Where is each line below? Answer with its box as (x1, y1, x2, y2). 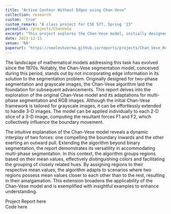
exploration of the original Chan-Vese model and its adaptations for (5, 92, 146, 98)
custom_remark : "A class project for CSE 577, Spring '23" (5, 21, 133, 27)
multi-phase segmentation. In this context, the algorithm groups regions (5, 150, 156, 156)
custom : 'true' (5, 17, 38, 22)
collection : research (5, 12, 51, 17)
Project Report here (5, 198, 47, 204)
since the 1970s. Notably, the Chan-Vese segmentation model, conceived (5, 65, 159, 71)
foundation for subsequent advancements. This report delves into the (5, 86, 151, 92)
